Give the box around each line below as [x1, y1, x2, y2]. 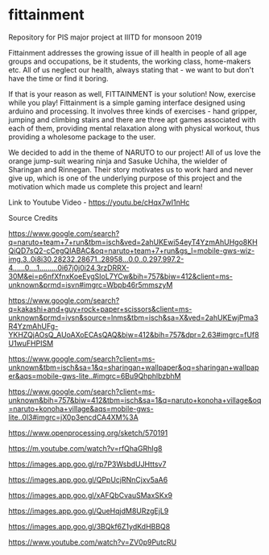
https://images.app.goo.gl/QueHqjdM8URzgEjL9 [8, 506, 169, 516]
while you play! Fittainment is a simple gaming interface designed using [8, 97, 246, 107]
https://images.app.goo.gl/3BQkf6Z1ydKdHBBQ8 [8, 521, 171, 531]
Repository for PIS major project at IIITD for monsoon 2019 [8, 32, 203, 42]
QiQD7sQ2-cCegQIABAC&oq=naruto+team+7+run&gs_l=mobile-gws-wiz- [8, 246, 255, 255]
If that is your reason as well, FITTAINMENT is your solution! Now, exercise [8, 89, 256, 98]
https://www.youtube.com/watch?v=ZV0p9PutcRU [8, 537, 177, 547]
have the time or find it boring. [8, 73, 109, 83]
